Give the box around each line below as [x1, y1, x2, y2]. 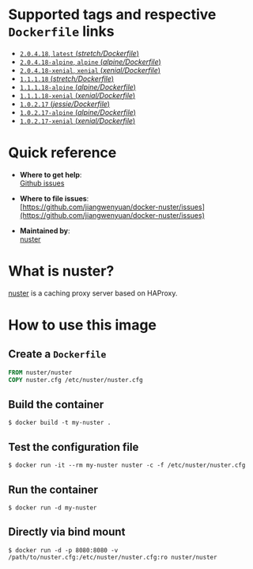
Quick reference [8, 144, 117, 162]
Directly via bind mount [8, 525, 126, 539]
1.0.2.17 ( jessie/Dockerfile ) [19, 99, 111, 109]
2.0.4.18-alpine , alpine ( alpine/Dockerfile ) [19, 57, 162, 67]
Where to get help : [19, 170, 82, 179]
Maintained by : [19, 226, 70, 235]
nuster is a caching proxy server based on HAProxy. [8, 288, 178, 298]
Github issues [19, 178, 65, 188]
